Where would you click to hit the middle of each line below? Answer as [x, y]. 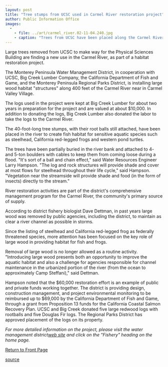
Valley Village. [19, 93]
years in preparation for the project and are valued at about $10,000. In [78, 108]
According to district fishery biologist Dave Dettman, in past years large [79, 211]
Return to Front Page [26, 349]
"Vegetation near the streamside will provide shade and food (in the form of [83, 175]
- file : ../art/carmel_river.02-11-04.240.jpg [63, 33]
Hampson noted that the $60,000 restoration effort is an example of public [82, 282]
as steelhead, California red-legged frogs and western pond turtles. [75, 139]
